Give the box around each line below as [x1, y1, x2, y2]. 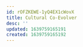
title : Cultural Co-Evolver [6, 15, 78, 21]
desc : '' [6, 20, 28, 26]
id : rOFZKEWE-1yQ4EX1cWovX [6, 9, 75, 15]
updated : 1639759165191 [6, 26, 67, 32]
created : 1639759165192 [6, 32, 67, 38]
